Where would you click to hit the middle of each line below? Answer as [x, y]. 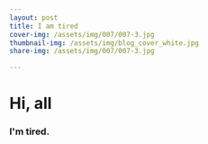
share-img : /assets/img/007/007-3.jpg [82, 51]
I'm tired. [30, 131]
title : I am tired [44, 26]
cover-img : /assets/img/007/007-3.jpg [82, 34]
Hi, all [31, 103]
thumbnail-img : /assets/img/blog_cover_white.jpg [104, 43]
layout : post [34, 18]
